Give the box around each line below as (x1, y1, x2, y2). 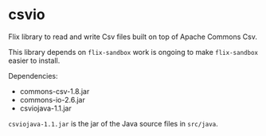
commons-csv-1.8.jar (19, 86, 90, 96)
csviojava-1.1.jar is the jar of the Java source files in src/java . (8, 119, 219, 128)
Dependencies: (8, 71, 58, 80)
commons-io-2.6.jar (19, 95, 85, 104)
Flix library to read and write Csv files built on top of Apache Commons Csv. (8, 32, 257, 41)
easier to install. (8, 56, 61, 65)
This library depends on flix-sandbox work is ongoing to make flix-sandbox (8, 47, 259, 56)
